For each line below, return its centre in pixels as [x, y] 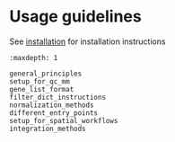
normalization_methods [52, 105]
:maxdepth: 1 [34, 58]
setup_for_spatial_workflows [64, 120]
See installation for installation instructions [87, 41]
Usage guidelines [75, 17]
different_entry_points [54, 113]
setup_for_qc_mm [39, 81]
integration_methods [48, 129]
